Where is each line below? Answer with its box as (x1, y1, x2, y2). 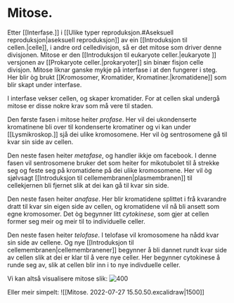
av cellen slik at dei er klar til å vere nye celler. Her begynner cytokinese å (7, 253, 221, 262)
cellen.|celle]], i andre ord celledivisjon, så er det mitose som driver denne (7, 43, 222, 51)
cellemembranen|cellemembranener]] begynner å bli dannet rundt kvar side (7, 245, 227, 254)
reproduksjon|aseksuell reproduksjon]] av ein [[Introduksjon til (7, 35, 188, 44)
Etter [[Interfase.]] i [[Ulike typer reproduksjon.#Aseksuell (7, 28, 174, 37)
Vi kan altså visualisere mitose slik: (7, 274, 108, 283)
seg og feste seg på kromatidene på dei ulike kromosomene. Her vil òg (7, 166, 212, 174)
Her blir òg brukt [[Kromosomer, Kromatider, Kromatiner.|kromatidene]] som (7, 72, 227, 82)
